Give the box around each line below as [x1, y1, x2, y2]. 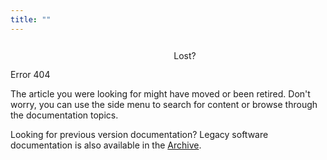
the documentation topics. [10, 109, 119, 121]
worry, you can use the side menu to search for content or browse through [10, 98, 318, 110]
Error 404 [10, 68, 51, 80]
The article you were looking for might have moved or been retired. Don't [10, 87, 311, 100]
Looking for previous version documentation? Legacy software [10, 128, 269, 140]
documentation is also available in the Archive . [10, 139, 202, 151]
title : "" [10, 14, 52, 25]
